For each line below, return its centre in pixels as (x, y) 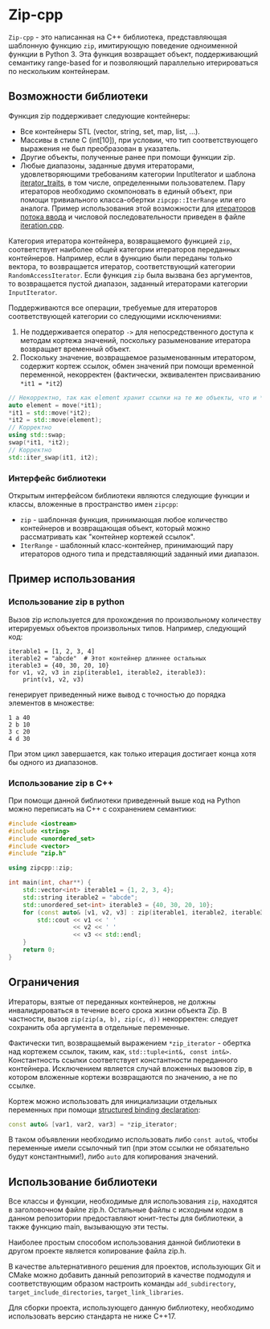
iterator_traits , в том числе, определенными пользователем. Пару (133, 182)
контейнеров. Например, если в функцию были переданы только (121, 258)
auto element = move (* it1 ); (55, 405)
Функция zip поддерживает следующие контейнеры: (99, 116)
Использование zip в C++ (61, 783)
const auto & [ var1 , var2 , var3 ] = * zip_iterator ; (93, 1124)
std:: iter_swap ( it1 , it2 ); (53, 457)
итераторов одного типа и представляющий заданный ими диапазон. (139, 554)
